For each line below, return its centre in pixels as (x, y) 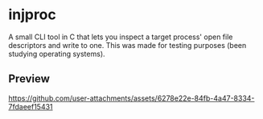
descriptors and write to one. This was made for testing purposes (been (127, 45)
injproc (32, 15)
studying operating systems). (57, 54)
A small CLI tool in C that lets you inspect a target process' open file (121, 37)
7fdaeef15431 (31, 106)
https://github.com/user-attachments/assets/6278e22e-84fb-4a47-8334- (131, 98)
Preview (29, 79)
